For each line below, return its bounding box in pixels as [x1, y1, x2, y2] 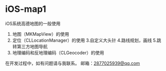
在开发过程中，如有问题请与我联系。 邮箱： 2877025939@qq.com [5, 60, 141, 66]
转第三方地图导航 [12, 43, 48, 49]
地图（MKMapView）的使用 [12, 31, 69, 37]
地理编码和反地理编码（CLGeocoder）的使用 [12, 50, 104, 56]
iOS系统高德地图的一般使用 [5, 20, 61, 26]
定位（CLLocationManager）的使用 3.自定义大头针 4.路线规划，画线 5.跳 [12, 37, 162, 43]
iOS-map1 [5, 3, 46, 15]
